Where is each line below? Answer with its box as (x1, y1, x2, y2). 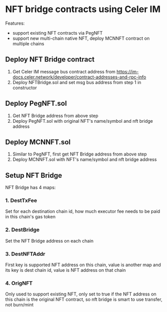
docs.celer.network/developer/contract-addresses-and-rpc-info (12, 74, 146, 80)
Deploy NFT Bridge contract (5, 55, 95, 64)
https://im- (116, 68, 139, 74)
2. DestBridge (5, 226, 40, 233)
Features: (5, 20, 25, 26)
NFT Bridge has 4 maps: (5, 185, 56, 191)
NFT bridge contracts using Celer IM (5, 4, 161, 15)
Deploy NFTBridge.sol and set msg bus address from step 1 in (12, 79, 141, 85)
